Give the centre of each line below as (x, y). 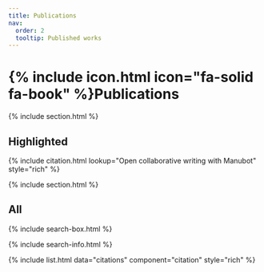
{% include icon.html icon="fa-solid (131, 77)
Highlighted (38, 142)
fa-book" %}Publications (94, 95)
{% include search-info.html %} (60, 244)
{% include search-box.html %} (60, 229)
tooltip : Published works (59, 38)
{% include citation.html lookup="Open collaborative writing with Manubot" (132, 161)
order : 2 (30, 30)
